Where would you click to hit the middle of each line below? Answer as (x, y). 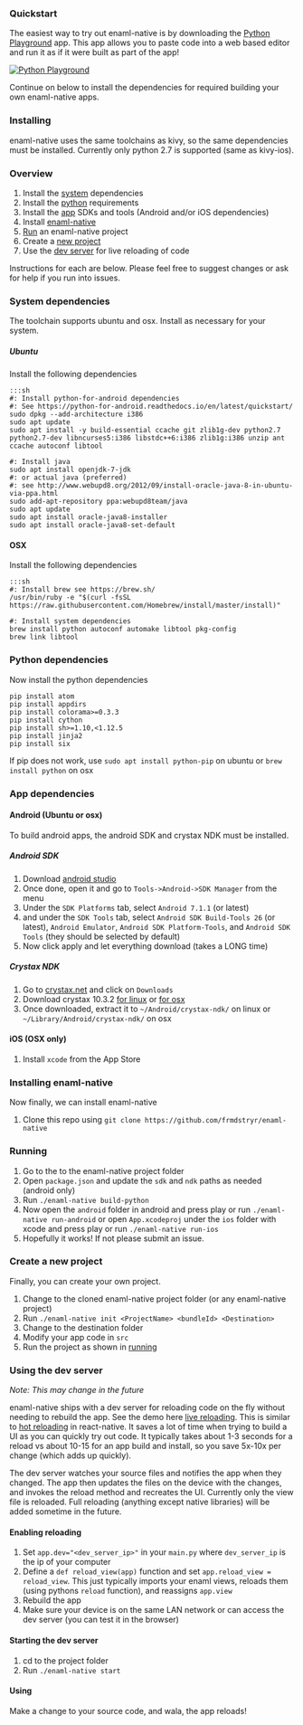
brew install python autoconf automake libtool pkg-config (123, 630)
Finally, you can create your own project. (85, 1281)
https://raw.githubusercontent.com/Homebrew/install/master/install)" (145, 606)
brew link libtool (44, 637)
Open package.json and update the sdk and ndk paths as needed (142, 1180)
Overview (31, 173)
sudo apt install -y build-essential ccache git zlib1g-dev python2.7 (145, 431)
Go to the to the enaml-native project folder (103, 1171)
